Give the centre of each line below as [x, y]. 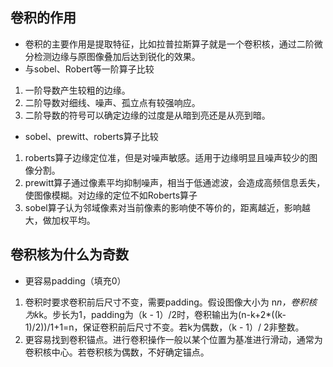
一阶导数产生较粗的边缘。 [77, 90]
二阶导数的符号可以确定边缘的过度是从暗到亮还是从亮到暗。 [147, 115]
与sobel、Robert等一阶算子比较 [89, 69]
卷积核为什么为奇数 [69, 254]
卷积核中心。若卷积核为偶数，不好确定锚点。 [117, 352]
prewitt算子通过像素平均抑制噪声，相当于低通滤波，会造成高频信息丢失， [175, 182]
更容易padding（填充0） [75, 280]
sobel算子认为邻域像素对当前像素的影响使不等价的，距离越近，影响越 [167, 207]
